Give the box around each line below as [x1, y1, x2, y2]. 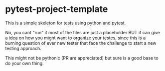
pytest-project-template [5, 3, 108, 15]
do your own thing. [5, 60, 44, 66]
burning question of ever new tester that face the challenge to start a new [5, 40, 157, 46]
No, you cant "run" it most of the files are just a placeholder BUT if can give [5, 29, 161, 35]
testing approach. [5, 45, 41, 51]
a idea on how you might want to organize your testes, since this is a [5, 35, 146, 41]
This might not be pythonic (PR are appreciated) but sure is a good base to [5, 55, 159, 61]
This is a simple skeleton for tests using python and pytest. [5, 20, 126, 26]
